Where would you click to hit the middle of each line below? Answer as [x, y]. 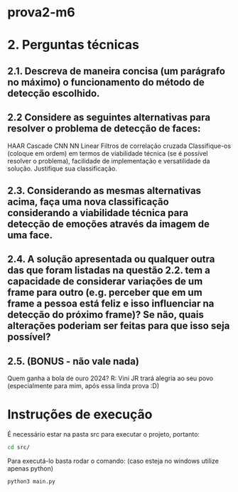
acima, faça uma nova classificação [88, 202]
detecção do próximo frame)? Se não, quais [106, 315]
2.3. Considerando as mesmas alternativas [104, 190]
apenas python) [31, 468]
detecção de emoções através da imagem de [109, 224]
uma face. [30, 235]
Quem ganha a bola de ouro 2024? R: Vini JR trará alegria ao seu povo [110, 378]
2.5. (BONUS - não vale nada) [74, 361]
